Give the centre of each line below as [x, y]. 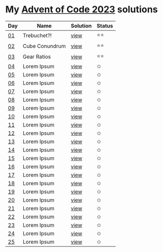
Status [105, 26]
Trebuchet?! [37, 35]
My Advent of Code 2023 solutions [82, 10]
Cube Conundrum [44, 46]
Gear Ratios [37, 57]
